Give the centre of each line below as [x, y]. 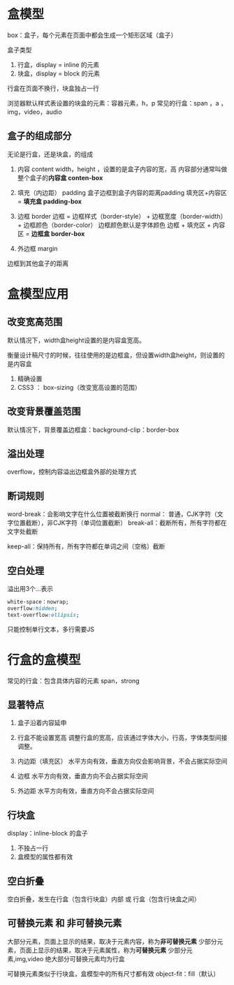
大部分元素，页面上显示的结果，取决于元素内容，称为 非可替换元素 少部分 [112, 941]
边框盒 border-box [58, 233]
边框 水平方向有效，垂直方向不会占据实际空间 [82, 776]
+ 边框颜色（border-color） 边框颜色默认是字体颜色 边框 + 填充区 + [114, 225]
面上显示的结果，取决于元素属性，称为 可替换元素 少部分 [106, 950]
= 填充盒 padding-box [50, 201]
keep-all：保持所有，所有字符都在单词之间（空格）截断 [86, 546]
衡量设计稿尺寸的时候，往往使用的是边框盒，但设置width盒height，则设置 [113, 355]
